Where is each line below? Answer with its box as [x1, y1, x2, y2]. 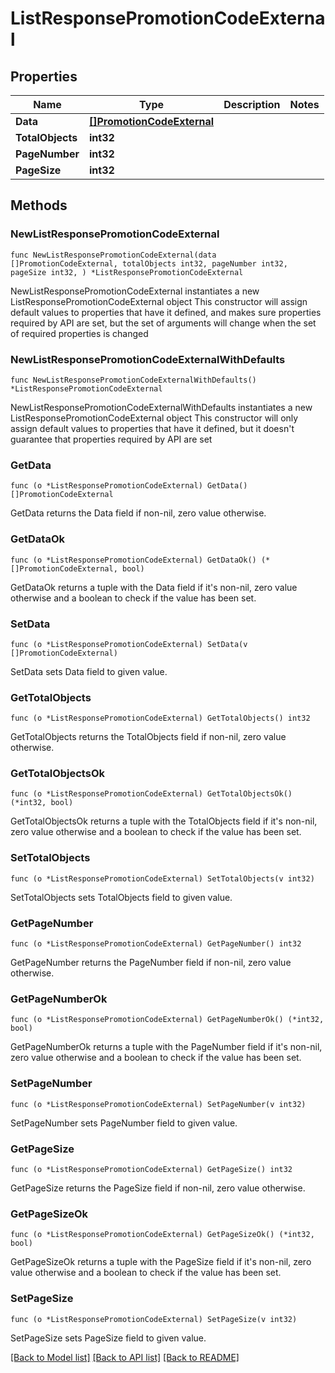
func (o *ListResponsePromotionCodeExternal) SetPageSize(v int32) [10, 1314, 298, 1324]
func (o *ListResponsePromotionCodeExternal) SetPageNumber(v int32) [10, 1099, 307, 1109]
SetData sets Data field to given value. [10, 665, 168, 677]
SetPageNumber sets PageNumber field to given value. [10, 1117, 238, 1129]
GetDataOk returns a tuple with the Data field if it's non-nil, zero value [10, 581, 298, 593]
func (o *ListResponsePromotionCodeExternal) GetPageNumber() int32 [10, 939, 302, 949]
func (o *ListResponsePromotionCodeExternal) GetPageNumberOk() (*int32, [10, 1015, 325, 1025]
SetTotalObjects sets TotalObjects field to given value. [10, 891, 233, 903]
